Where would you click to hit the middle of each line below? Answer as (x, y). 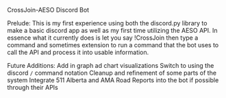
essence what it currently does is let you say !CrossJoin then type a (103, 38)
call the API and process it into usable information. (78, 52)
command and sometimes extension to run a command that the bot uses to (113, 45)
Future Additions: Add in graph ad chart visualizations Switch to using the (111, 65)
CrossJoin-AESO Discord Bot (48, 10)
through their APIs (33, 87)
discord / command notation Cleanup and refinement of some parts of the (112, 73)
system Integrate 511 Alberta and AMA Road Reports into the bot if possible (113, 80)
